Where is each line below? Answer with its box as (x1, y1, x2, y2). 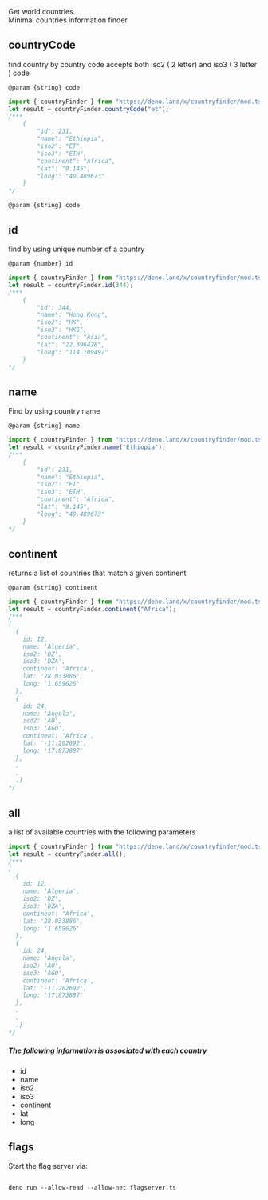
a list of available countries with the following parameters (8, 827, 196, 837)
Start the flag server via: (8, 1162, 88, 1171)
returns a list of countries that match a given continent (8, 568, 187, 578)
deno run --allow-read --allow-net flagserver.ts (8, 1184, 177, 1192)
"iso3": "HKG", (37, 326, 88, 334)
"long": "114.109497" (37, 348, 109, 356)
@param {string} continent (8, 584, 98, 592)
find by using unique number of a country (8, 244, 145, 254)
